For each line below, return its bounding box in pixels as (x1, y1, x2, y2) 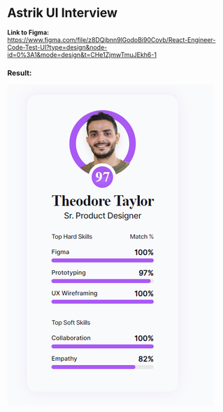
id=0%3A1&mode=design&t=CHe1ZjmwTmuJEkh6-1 (7, 51, 157, 59)
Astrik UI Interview (7, 5, 117, 21)
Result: (7, 68, 32, 78)
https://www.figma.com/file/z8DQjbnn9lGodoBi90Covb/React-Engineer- (7, 35, 216, 44)
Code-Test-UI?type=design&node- (7, 43, 108, 51)
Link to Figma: (7, 28, 50, 36)
